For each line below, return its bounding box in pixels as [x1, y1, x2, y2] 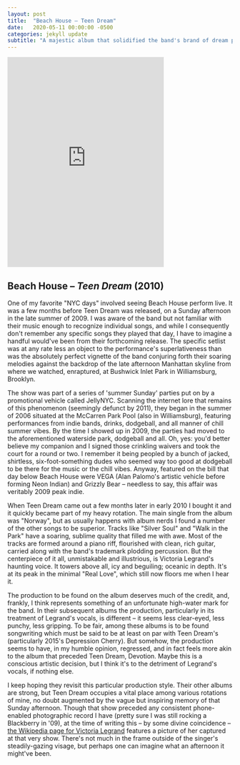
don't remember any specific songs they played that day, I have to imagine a [7, 329, 232, 337]
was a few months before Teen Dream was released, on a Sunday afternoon [7, 306, 231, 315]
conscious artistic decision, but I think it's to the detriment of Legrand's [7, 659, 218, 668]
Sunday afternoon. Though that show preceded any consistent [7, 704, 191, 712]
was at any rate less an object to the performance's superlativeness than [7, 344, 222, 352]
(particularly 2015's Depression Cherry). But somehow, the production [7, 636, 214, 645]
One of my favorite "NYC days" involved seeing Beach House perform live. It [7, 298, 233, 307]
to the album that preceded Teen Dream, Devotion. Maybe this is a [7, 651, 203, 660]
